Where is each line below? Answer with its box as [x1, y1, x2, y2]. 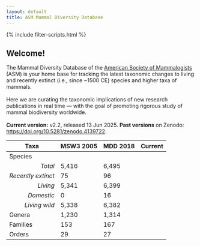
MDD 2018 [103, 142, 135, 151]
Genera [9, 211, 31, 219]
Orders [9, 230, 29, 239]
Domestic [28, 191, 55, 200]
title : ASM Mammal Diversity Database [6, 14, 103, 20]
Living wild [24, 201, 55, 209]
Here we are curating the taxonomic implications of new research [6, 96, 168, 103]
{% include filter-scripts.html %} [6, 31, 86, 38]
